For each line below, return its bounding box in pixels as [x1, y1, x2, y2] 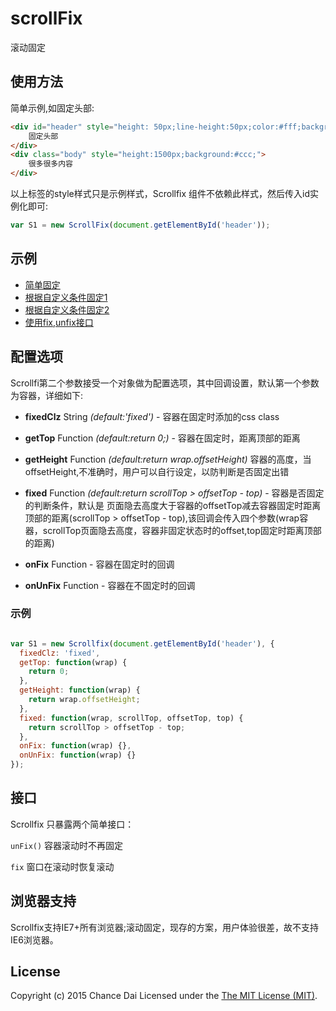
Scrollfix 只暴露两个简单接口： [10, 818, 135, 830]
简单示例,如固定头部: [10, 102, 95, 114]
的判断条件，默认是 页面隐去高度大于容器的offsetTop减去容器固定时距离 [24, 499, 322, 511]
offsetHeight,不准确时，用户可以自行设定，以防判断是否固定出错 [24, 465, 290, 477]
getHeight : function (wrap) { [19, 685, 141, 696]
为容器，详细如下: [10, 389, 84, 401]
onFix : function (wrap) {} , [19, 741, 132, 751]
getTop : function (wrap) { [19, 657, 128, 667]
